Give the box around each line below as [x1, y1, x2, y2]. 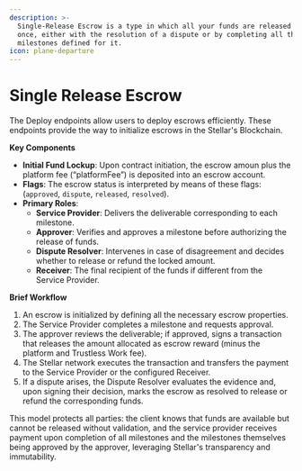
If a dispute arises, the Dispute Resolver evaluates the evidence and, [22, 376, 277, 387]
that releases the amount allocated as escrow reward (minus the [22, 339, 261, 349]
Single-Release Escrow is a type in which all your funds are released [17, 22, 292, 31]
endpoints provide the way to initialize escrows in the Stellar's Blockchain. [9, 125, 283, 136]
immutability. [9, 451, 57, 462]
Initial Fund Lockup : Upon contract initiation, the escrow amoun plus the [22, 159, 291, 171]
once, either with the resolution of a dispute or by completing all [17, 30, 283, 39]
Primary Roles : [22, 198, 79, 209]
